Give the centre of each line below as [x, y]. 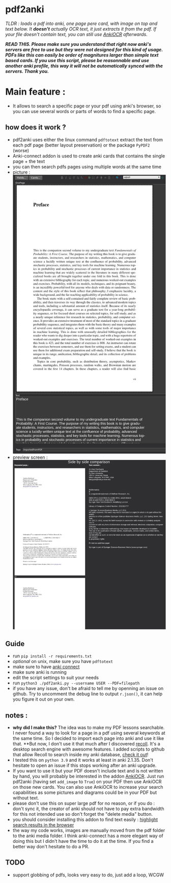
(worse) [21, 150]
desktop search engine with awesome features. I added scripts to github [89, 749]
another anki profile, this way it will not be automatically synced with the [84, 66]
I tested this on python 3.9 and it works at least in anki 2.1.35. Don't [83, 760]
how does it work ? [36, 128]
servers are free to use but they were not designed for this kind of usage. [84, 49]
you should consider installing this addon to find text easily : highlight [85, 819]
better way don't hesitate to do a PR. [51, 847]
